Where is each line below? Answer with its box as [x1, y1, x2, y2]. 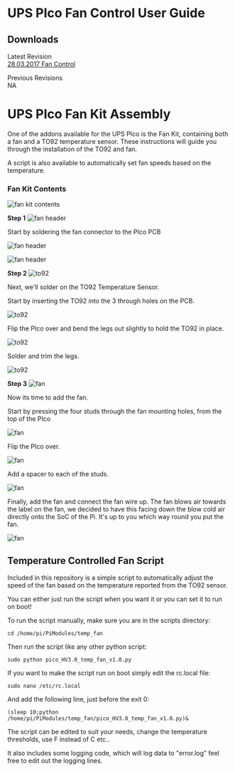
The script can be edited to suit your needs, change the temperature [7, 728, 208, 736]
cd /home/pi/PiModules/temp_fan [7, 630, 103, 637]
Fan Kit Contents [7, 184, 67, 194]
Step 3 [7, 380, 27, 388]
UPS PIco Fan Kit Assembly [7, 106, 171, 122]
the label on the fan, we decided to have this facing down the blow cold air [7, 505, 226, 513]
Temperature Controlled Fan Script [7, 554, 165, 567]
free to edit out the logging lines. [7, 756, 103, 765]
